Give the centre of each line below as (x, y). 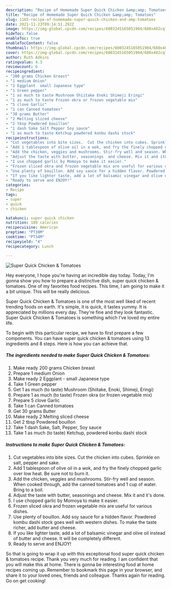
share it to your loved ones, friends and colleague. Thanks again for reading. (85, 575)
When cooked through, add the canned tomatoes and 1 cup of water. (85, 485)
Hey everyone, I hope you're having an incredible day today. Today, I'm (80, 275)
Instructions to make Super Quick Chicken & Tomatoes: (65, 445)
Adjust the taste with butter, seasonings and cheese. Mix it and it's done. (89, 495)
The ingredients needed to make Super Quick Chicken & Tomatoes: (78, 355)
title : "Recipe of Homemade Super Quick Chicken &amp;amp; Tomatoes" (81, 15)
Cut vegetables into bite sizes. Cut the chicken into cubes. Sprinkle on (86, 457)
